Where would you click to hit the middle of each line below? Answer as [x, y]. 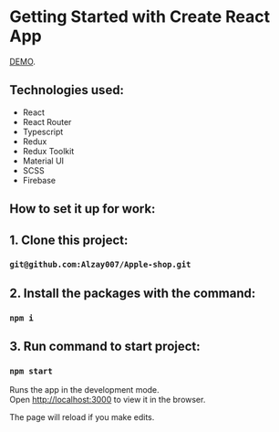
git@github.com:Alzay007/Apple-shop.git [100, 265]
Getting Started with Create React [140, 17]
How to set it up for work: [83, 209]
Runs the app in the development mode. [84, 390]
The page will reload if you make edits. [82, 417]
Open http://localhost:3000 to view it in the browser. [108, 400]
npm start [31, 371]
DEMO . [23, 61]
